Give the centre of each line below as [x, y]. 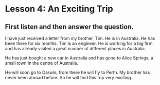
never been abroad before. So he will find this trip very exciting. [69, 78]
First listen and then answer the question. [69, 27]
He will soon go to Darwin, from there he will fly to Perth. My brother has [78, 72]
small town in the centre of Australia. [42, 63]
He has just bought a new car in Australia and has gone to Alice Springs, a [79, 58]
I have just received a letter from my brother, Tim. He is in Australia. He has [80, 38]
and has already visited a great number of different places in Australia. [75, 49]
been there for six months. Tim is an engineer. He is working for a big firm [79, 43]
